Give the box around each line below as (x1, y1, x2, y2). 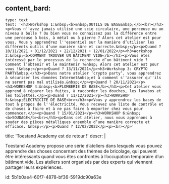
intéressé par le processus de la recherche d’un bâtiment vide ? (5, 57, 148, 62)
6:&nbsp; (123, 111, 141, 116)
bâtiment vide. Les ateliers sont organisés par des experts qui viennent (5, 159, 153, 165)
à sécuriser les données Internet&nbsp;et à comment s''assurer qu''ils (5, 75, 161, 80)
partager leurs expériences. (5, 164, 63, 170)
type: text (5, 17, 28, 22)
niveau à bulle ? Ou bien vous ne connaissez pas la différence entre (5, 30, 157, 36)
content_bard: (5, 4, 51, 13)
